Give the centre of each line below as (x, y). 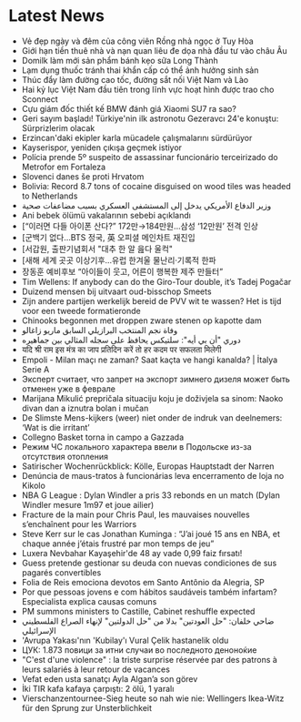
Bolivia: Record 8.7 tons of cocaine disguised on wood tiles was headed (156, 186)
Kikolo (34, 485)
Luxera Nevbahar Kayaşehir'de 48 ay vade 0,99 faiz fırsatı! (132, 553)
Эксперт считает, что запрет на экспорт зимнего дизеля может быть (156, 379)
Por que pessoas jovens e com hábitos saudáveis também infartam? (150, 592)
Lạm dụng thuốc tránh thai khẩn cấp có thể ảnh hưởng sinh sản (140, 70)
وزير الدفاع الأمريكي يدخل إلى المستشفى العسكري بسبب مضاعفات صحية (146, 205)
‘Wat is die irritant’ (55, 427)
